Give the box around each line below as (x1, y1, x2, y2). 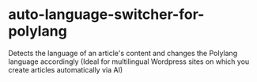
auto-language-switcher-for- (8, 6, 205, 24)
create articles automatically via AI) (8, 65, 123, 74)
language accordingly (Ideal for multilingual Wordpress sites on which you (8, 57, 250, 66)
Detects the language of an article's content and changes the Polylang (8, 48, 238, 58)
